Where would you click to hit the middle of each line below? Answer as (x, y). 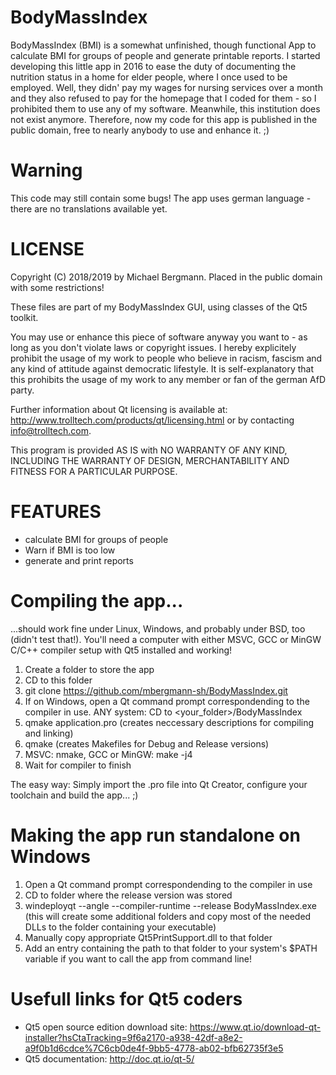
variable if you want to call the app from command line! (138, 958)
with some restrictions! (57, 287)
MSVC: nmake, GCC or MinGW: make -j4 (108, 754)
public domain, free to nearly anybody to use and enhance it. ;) (140, 130)
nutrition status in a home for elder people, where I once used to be (149, 77)
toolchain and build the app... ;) (74, 795)
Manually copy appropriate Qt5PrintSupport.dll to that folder (148, 937)
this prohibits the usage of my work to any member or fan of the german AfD (168, 379)
